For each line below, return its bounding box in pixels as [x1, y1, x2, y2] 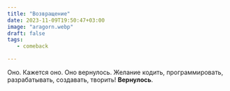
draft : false [7, 29, 46, 37]
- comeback [16, 43, 49, 50]
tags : [7, 36, 23, 43]
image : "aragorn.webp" [7, 23, 74, 30]
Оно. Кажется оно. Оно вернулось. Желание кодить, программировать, [7, 68, 224, 76]
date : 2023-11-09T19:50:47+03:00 [7, 17, 105, 24]
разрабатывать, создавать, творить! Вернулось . [7, 76, 154, 84]
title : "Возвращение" [7, 10, 71, 17]
